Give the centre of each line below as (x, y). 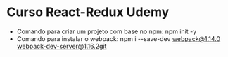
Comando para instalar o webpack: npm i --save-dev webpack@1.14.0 (119, 38)
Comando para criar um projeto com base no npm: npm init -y (107, 31)
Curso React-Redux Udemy (88, 12)
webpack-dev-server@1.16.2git (62, 46)
